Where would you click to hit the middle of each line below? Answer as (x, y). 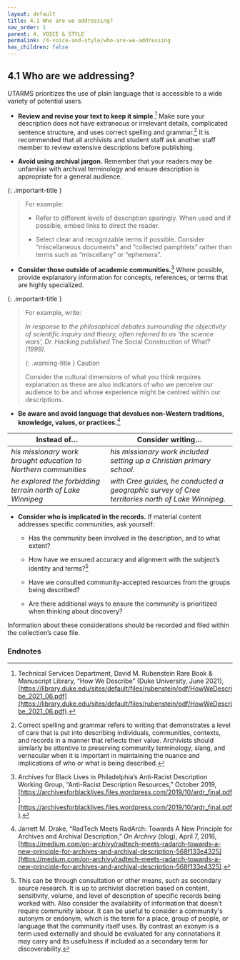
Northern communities (49, 470)
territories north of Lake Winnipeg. (168, 499)
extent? (39, 546)
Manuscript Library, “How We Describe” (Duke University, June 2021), (121, 681)
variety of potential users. (45, 101)
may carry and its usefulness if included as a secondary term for (113, 941)
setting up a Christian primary (160, 461)
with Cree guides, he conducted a (167, 481)
